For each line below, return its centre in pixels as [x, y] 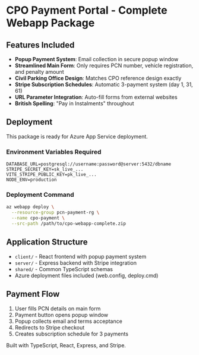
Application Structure [47, 242]
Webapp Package [50, 23]
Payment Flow [33, 294]
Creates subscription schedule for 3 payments [72, 334]
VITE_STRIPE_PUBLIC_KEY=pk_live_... [51, 175]
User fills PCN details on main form [58, 308]
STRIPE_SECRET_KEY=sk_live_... [45, 169]
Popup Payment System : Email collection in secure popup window [97, 59]
